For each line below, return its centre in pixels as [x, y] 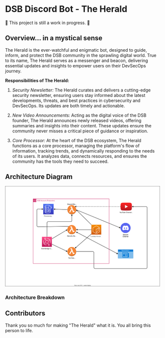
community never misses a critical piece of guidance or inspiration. [80, 131]
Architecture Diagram [39, 177]
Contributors [25, 313]
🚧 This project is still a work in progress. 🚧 [47, 23]
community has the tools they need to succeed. [60, 161]
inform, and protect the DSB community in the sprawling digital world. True [81, 55]
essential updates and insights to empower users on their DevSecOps [76, 65]
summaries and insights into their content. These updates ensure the [82, 125]
